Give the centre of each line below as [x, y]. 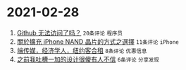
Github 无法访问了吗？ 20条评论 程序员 [69, 33]
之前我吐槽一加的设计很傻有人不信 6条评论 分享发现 [88, 59]
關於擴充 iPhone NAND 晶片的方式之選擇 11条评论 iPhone [98, 41]
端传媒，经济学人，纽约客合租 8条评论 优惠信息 [82, 50]
